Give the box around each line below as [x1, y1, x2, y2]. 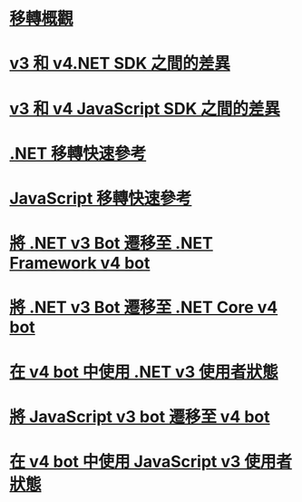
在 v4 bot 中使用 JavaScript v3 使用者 [9, 451, 293, 472]
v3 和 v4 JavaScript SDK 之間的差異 [9, 98, 281, 119]
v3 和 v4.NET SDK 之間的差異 [9, 54, 231, 74]
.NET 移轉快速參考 [9, 143, 147, 163]
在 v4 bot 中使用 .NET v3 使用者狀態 [9, 361, 278, 382]
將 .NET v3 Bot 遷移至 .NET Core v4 [9, 297, 278, 318]
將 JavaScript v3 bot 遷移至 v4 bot [9, 406, 270, 427]
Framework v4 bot [9, 253, 151, 273]
